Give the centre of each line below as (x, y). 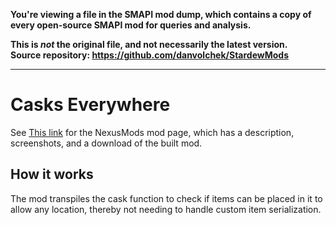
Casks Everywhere (90, 105)
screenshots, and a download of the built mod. (106, 143)
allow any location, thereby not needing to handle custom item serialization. (166, 209)
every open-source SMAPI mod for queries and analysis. (131, 25)
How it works (52, 174)
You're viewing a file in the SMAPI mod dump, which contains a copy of (161, 14)
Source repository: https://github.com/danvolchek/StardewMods (150, 55)
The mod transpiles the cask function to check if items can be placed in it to (166, 198)
